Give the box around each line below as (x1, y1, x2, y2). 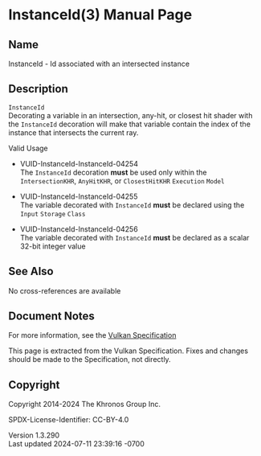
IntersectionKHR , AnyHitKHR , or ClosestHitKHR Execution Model (19, 175, 225, 186)
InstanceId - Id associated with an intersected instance (8, 59, 190, 68)
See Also (8, 265, 54, 278)
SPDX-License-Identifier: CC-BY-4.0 (8, 415, 129, 425)
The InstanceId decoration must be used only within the (19, 167, 207, 177)
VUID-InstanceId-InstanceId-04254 (19, 158, 139, 168)
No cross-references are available (8, 286, 121, 295)
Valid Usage (8, 143, 48, 153)
